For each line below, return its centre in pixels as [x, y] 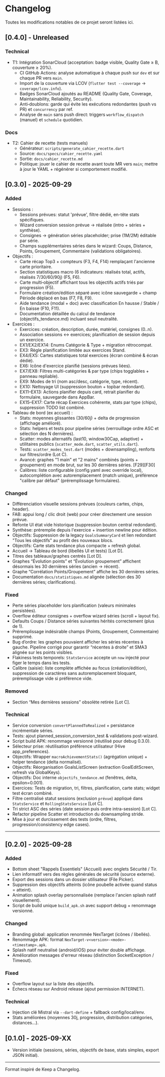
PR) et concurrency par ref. [46, 109]
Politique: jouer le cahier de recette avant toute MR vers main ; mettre [89, 164]
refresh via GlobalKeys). [37, 772]
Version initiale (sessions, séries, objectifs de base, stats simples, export [85, 1050]
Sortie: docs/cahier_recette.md [51, 159]
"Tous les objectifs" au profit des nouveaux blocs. [63, 540]
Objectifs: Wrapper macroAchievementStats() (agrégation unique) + [80, 756]
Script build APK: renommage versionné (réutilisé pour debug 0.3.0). [82, 741]
